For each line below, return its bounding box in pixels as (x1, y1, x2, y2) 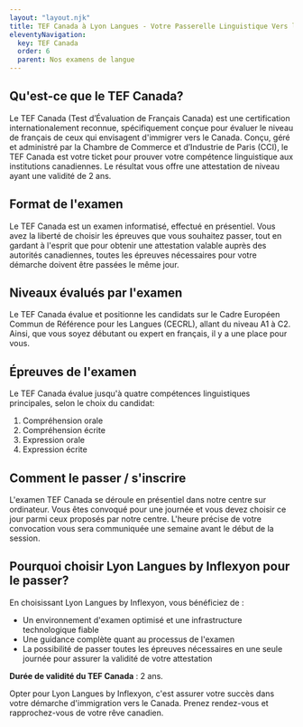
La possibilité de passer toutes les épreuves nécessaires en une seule (22, 643, 283, 654)
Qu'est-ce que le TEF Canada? (9, 89, 184, 104)
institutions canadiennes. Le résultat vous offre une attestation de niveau (9, 160, 280, 172)
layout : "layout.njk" (9, 13, 91, 23)
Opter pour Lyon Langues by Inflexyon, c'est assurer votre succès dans (9, 688, 275, 699)
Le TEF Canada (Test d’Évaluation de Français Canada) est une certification (9, 112, 290, 123)
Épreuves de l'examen (9, 363, 137, 380)
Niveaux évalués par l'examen (9, 286, 183, 301)
